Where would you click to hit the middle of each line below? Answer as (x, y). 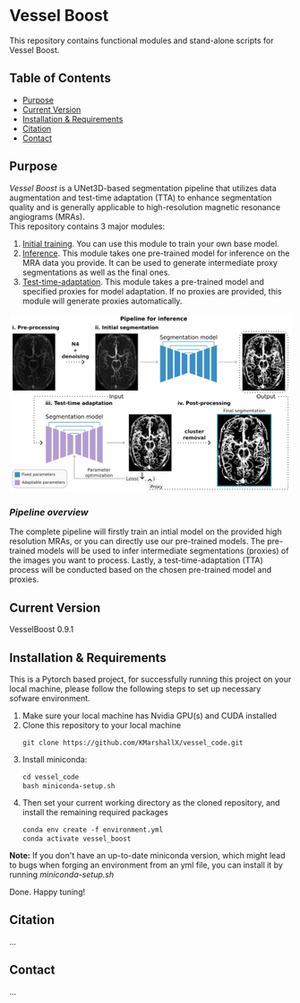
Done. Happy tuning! (47, 892)
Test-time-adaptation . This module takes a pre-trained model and (143, 282)
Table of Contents (60, 79)
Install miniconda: (55, 759)
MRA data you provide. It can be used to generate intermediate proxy (150, 262)
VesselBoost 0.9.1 (42, 629)
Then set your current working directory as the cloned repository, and (151, 802)
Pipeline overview (49, 512)
